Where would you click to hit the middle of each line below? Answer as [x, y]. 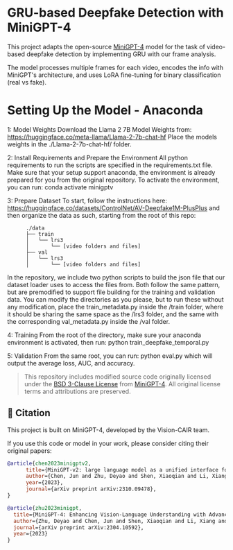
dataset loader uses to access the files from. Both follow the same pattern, [114, 284]
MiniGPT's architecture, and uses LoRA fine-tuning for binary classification [114, 75]
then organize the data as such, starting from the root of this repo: [102, 215]
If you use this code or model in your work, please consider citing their [108, 443]
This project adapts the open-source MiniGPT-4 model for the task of [106, 46]
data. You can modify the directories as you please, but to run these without [115, 299]
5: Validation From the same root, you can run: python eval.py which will [110, 356]
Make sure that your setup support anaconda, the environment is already [111, 172]
